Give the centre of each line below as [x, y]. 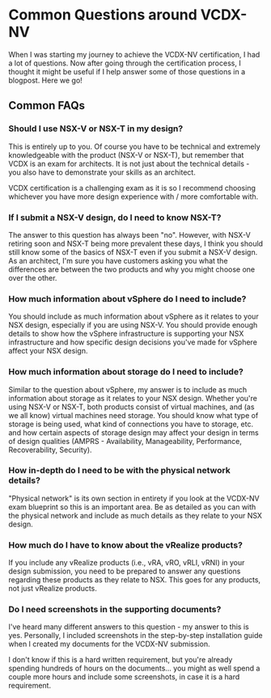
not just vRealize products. [53, 589]
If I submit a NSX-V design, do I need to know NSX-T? [115, 218]
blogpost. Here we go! [45, 80]
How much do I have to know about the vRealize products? [125, 545]
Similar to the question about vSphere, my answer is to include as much [128, 389]
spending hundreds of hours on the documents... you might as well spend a [134, 668]
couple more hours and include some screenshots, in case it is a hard [124, 677]
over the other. [33, 277]
